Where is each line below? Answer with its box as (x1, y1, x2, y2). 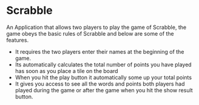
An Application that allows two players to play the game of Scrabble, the (6, 24, 187, 31)
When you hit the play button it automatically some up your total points (15, 74, 192, 81)
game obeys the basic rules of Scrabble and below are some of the (6, 30, 174, 37)
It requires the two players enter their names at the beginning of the (15, 48, 184, 55)
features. (6, 36, 29, 43)
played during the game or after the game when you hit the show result (15, 86, 193, 94)
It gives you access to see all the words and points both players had (15, 80, 185, 87)
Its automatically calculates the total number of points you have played (15, 61, 192, 68)
